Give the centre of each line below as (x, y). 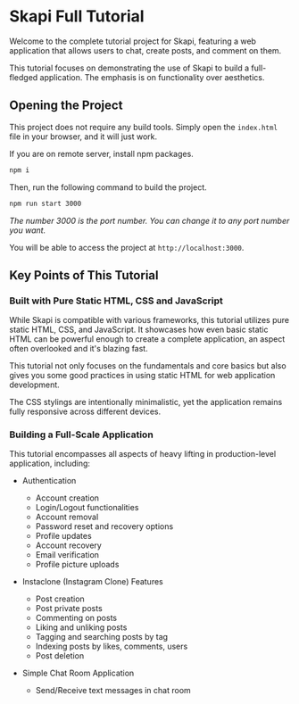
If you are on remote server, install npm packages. (101, 153)
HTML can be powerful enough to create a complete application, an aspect (147, 339)
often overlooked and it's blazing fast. (79, 349)
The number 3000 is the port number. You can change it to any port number (149, 220)
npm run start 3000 (46, 203)
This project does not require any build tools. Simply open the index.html (144, 127)
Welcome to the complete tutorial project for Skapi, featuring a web (133, 41)
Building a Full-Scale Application (81, 435)
